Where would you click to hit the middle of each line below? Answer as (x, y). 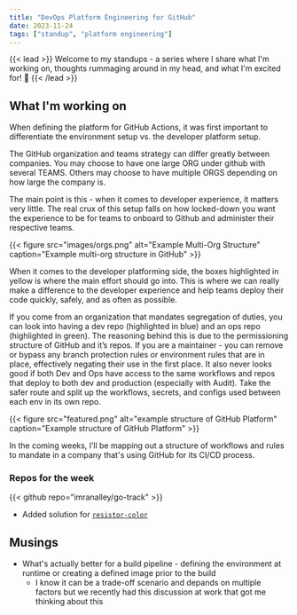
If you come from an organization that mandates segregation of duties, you (146, 317)
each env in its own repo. (55, 402)
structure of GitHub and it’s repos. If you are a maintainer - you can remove (146, 345)
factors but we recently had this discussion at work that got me (150, 592)
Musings (34, 542)
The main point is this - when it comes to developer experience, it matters (144, 200)
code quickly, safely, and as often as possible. (93, 300)
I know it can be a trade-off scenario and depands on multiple (148, 583)
